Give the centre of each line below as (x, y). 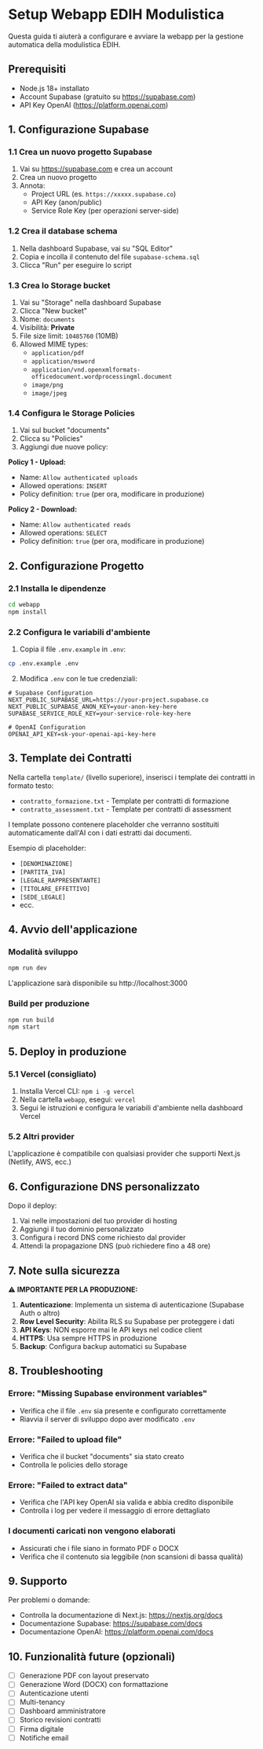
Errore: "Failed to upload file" (65, 1439)
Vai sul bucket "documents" (64, 431)
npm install (27, 612)
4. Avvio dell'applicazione (73, 930)
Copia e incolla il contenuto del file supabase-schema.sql (110, 256)
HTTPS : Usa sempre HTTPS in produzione (88, 1338)
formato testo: (31, 785)
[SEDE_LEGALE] (42, 897)
